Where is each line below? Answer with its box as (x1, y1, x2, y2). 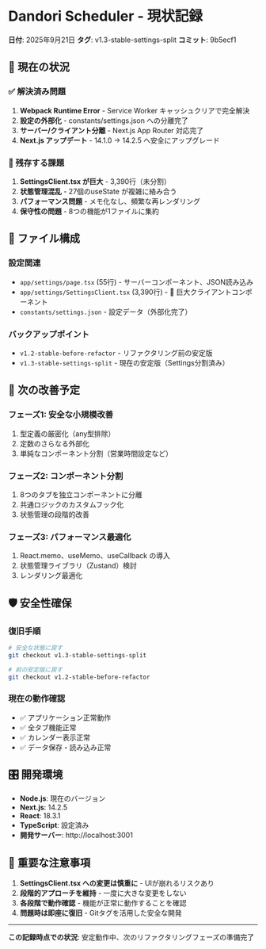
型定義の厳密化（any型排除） (19, 429, 116, 438)
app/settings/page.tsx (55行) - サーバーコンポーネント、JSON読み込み (19, 277, 254, 286)
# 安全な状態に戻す (8, 644, 63, 652)
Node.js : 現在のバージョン (19, 794, 106, 803)
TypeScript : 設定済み (19, 821, 89, 830)
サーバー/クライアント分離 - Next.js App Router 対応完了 (19, 125, 204, 135)
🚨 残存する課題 (8, 157, 65, 168)
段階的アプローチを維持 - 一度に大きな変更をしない (19, 889, 188, 898)
